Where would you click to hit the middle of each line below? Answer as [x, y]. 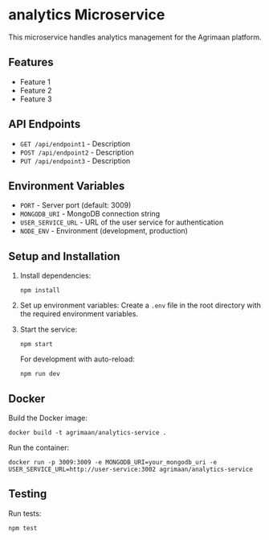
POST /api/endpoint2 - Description [77, 152]
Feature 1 [35, 81]
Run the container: [39, 447]
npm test [23, 528]
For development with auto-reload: [77, 359]
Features [31, 62]
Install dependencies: [55, 276]
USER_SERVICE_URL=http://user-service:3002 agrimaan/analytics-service [130, 469]
